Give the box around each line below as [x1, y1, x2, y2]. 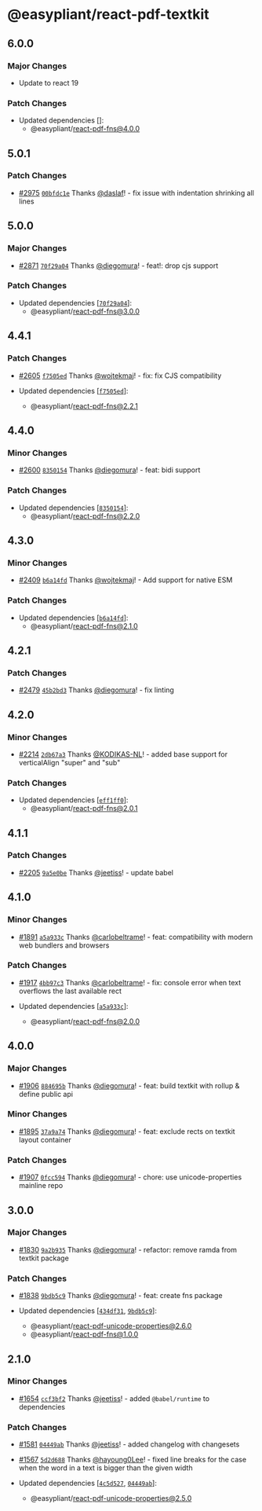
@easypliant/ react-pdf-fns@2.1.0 [30, 621, 138, 630]
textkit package [18, 1253, 70, 1263]
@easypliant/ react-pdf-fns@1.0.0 [30, 1329, 139, 1339]
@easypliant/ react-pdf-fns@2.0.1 [30, 804, 138, 813]
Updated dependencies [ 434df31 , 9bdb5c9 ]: [18, 1306, 158, 1315]
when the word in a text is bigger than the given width [18, 1463, 193, 1472]
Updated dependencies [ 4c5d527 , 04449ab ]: [18, 1479, 158, 1488]
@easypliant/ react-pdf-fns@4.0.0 [30, 124, 140, 134]
